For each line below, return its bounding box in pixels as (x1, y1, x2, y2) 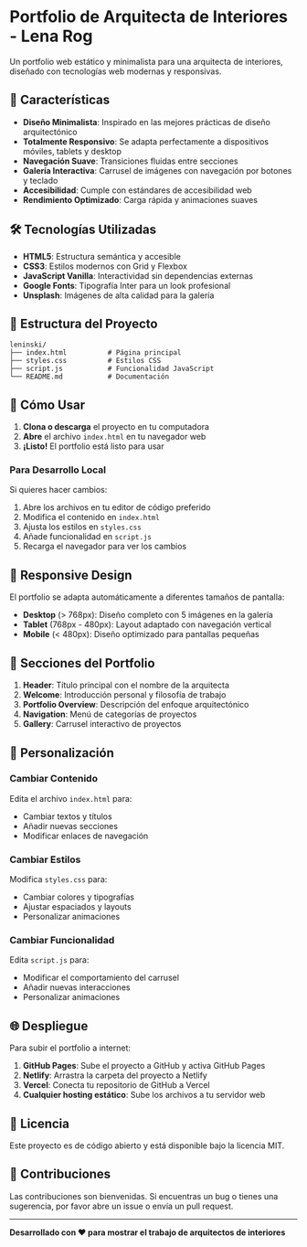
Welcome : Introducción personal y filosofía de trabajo (22, 689, 227, 700)
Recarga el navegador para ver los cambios (22, 541, 187, 552)
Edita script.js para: (9, 954, 90, 965)
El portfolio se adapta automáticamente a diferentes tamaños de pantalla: (9, 592, 285, 602)
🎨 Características (9, 92, 111, 108)
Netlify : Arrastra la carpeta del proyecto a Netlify (22, 1070, 207, 1081)
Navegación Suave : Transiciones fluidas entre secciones (22, 155, 238, 166)
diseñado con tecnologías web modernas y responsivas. (9, 66, 222, 77)
